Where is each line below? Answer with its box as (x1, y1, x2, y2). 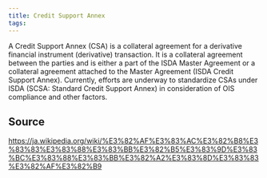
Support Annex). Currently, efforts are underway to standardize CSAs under (8, 75, 258, 85)
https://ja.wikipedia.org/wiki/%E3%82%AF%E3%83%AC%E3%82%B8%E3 (8, 136, 258, 146)
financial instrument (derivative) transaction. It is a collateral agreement (8, 49, 243, 59)
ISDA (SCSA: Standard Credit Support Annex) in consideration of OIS (8, 83, 235, 93)
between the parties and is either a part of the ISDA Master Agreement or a (8, 57, 256, 68)
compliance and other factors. (8, 92, 108, 101)
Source (8, 115, 46, 129)
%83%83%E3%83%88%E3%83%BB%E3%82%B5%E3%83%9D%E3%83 (8, 144, 258, 154)
